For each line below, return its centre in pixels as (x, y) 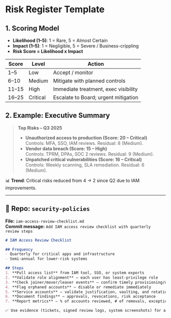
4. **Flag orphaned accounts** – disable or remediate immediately (78, 287)
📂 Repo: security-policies (48, 209)
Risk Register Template (55, 9)
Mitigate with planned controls (89, 81)
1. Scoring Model (32, 28)
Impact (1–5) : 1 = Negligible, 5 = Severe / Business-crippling (76, 46)
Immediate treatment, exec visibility (96, 89)
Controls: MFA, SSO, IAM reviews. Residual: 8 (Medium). (84, 143)
